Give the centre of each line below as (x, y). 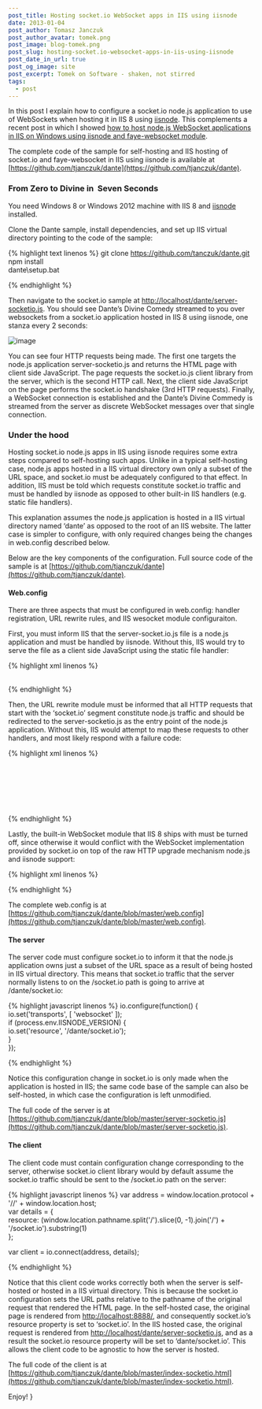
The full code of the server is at (59, 1111)
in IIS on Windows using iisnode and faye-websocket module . (108, 136)
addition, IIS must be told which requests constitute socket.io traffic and (125, 485)
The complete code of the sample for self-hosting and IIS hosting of (118, 151)
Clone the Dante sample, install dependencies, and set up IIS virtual (118, 229)
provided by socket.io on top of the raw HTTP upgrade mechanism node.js (129, 851)
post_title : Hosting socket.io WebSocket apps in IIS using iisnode (123, 15)
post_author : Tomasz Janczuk (56, 30)
